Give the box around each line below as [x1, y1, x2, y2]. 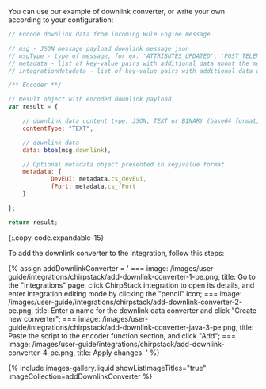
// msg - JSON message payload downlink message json [8, 44, 190, 52]
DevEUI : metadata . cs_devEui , [50, 175, 147, 183]
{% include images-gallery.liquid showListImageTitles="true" [8, 363, 207, 372]
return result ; [8, 218, 59, 227]
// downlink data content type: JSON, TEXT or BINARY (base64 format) [22, 117, 260, 125]
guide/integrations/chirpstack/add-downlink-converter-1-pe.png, [8, 272, 220, 281]
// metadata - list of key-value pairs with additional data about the [8, 59, 249, 67]
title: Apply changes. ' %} [77, 348, 160, 357]
